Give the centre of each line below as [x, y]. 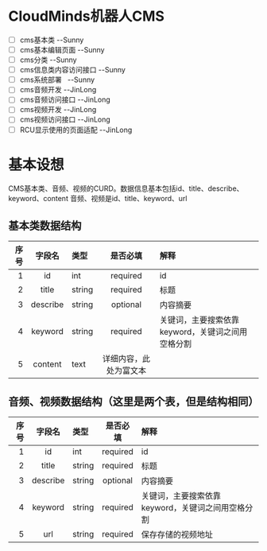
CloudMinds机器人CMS [87, 16]
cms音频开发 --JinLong [58, 90]
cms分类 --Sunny [48, 60]
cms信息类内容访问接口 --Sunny [72, 70]
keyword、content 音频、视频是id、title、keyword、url [98, 198]
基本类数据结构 [45, 225]
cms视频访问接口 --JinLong [65, 119]
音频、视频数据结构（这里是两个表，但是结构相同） [133, 401]
